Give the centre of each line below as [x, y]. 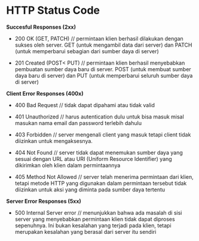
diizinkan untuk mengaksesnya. [53, 141]
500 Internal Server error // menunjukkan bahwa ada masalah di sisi [98, 212]
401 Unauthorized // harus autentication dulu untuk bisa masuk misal [99, 117]
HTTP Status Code [53, 10]
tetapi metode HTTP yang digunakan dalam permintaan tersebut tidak [101, 183]
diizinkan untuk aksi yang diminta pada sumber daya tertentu [90, 190]
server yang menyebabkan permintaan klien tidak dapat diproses [95, 219]
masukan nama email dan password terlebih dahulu [78, 123]
